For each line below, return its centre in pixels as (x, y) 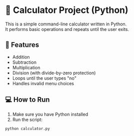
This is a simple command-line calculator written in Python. (66, 24)
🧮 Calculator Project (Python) (67, 10)
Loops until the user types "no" (44, 78)
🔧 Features (22, 45)
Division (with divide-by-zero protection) (54, 73)
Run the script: (27, 120)
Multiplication (26, 67)
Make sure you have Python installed (50, 114)
